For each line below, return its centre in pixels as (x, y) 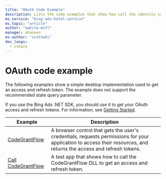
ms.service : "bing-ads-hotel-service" (45, 19)
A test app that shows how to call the (94, 157)
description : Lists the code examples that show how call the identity (80, 14)
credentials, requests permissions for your (100, 136)
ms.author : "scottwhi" (28, 37)
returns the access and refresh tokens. (96, 148)
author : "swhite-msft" (28, 28)
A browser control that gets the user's (95, 130)
